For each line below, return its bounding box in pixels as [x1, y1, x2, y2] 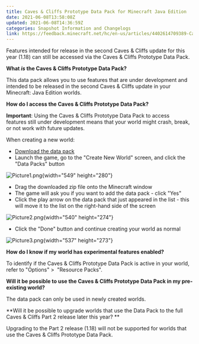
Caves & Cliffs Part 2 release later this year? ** [6, 313, 120, 321]
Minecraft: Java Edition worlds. [6, 89, 82, 96]
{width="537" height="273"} [43, 237, 114, 244]
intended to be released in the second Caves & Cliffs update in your [6, 83, 171, 90]
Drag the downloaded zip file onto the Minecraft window [14, 184, 153, 191]
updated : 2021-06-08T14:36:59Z [6, 20, 84, 26]
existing [6, 284, 27, 291]
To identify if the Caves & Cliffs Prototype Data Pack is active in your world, [6, 260, 190, 267]
